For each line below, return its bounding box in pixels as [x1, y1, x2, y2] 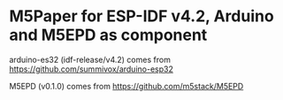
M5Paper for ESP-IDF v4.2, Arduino [9, 6, 274, 27]
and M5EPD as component [9, 25, 208, 45]
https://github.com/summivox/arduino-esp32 [9, 64, 174, 74]
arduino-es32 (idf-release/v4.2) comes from [9, 54, 171, 65]
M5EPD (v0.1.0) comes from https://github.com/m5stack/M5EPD [9, 81, 244, 91]
